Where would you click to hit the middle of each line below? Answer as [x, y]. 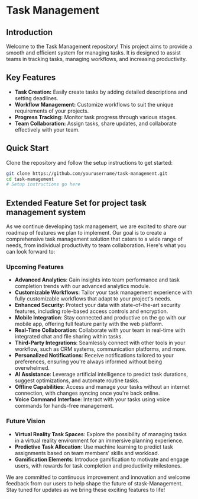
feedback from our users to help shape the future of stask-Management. [95, 483]
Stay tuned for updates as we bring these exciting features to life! [86, 490]
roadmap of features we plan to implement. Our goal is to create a [86, 233]
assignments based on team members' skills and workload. [87, 453]
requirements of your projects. [52, 111]
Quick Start [27, 148]
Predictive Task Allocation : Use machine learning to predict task [94, 447]
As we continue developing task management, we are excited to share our [96, 226]
